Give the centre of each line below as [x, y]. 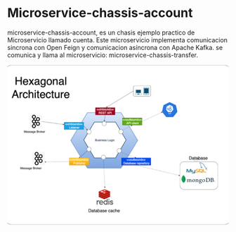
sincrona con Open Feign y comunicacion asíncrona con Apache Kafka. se [115, 47]
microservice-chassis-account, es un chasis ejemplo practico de [101, 32]
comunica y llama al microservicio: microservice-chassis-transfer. [103, 55]
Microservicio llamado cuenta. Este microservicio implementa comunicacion [118, 39]
